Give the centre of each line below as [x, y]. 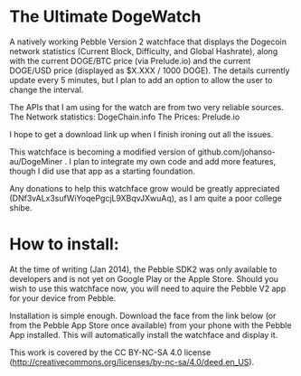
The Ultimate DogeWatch [105, 17]
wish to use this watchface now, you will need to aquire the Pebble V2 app [148, 288]
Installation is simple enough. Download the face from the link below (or [143, 315]
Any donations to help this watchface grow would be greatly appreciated [145, 188]
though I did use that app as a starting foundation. [103, 171]
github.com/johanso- [236, 152]
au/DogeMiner [36, 161]
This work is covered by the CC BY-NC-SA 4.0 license [110, 352]
